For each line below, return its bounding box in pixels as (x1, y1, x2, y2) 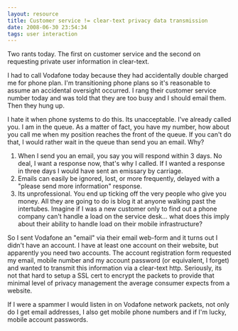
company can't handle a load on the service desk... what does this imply (17, 212, 229, 221)
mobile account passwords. (7, 315, 89, 324)
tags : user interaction (7, 30, 78, 38)
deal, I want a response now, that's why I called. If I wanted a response (17, 159, 225, 168)
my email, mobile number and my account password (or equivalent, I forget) (7, 256, 229, 265)
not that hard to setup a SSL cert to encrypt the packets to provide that (7, 271, 215, 280)
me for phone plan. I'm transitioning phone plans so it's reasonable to (7, 79, 211, 88)
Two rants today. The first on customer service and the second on (7, 50, 201, 58)
